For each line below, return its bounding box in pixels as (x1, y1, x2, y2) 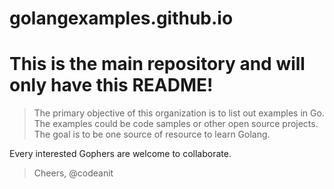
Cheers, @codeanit (33, 167, 114, 179)
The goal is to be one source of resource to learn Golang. (33, 128, 271, 141)
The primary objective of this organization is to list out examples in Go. (33, 107, 325, 119)
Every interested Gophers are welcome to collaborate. (9, 148, 232, 160)
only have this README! (9, 74, 214, 97)
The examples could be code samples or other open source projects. (33, 118, 319, 130)
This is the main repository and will (9, 53, 306, 76)
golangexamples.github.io (9, 7, 234, 30)
